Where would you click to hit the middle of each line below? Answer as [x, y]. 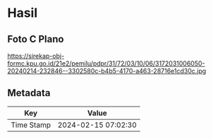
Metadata [29, 93]
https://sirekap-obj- [36, 56]
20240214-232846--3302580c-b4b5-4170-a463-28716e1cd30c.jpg [107, 71]
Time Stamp [31, 125]
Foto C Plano [36, 39]
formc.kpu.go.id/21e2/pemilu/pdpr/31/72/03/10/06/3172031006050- [106, 64]
